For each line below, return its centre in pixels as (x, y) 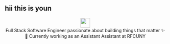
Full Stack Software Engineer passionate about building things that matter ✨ (85, 30)
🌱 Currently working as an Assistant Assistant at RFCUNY (85, 36)
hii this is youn (28, 8)
